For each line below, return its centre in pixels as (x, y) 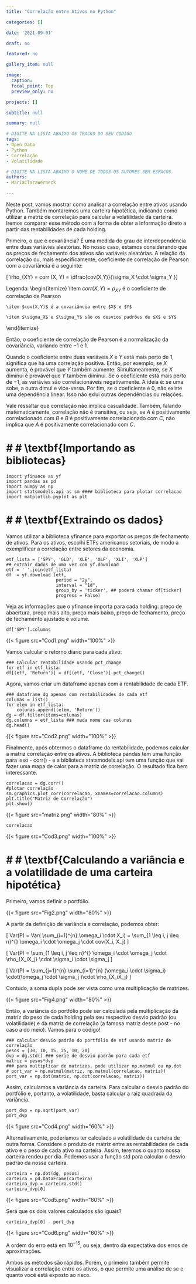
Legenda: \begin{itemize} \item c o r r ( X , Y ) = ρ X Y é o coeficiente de (86, 289)
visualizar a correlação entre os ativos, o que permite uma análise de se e (95, 1269)
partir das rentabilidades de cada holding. (56, 229)
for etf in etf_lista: (34, 668)
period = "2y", (74, 580)
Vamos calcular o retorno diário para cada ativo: (64, 651)
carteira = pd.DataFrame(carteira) (49, 1178)
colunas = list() (27, 700)
